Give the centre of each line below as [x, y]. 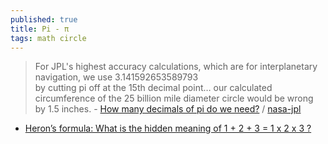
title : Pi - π [40, 29]
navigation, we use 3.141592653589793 [116, 77]
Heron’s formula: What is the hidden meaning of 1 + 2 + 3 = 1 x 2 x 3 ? [168, 128]
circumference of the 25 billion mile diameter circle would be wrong [174, 98]
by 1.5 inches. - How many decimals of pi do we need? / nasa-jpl [168, 109]
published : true [44, 19]
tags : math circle [48, 38]
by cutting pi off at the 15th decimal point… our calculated [153, 88]
